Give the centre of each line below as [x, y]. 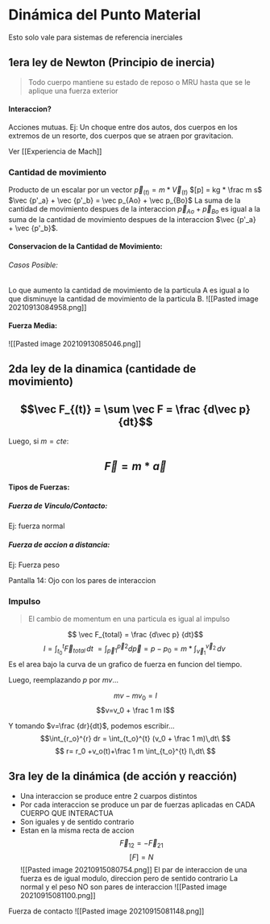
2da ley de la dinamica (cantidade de [102, 369]
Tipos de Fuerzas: [39, 487]
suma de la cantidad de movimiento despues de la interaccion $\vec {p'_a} [132, 219]
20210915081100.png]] [58, 896]
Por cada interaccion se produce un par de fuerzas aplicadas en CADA [137, 804]
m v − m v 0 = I [135, 696]
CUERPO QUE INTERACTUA [66, 813]
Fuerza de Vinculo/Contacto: [58, 506]
